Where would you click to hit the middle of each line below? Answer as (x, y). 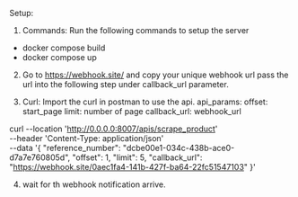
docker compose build (64, 48)
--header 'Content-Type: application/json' (87, 138)
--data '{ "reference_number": (65, 148)
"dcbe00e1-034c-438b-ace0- (179, 148)
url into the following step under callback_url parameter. (125, 84)
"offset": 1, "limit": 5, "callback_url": (137, 157)
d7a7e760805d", (40, 157)
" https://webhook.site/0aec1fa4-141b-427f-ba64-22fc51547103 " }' (132, 167)
